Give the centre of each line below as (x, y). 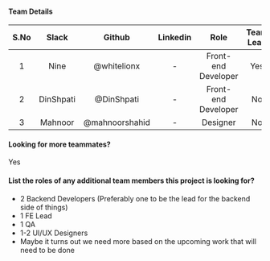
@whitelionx (117, 66)
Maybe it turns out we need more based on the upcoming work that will (138, 241)
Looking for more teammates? (59, 144)
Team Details (31, 11)
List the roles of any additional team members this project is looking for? (131, 180)
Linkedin (175, 38)
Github (117, 38)
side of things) (44, 207)
